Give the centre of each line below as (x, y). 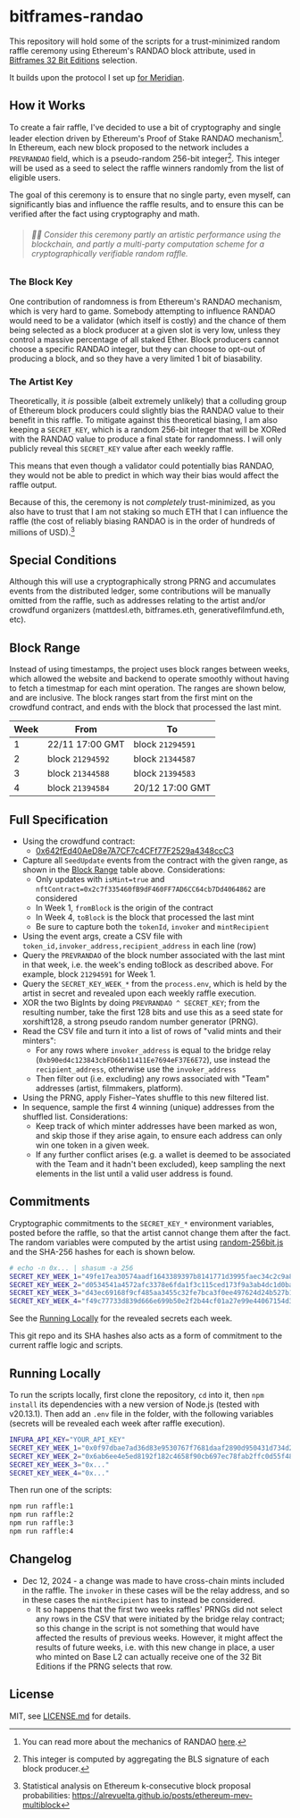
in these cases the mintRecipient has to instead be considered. (138, 1599)
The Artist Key (41, 382)
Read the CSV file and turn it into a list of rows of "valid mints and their (152, 1031)
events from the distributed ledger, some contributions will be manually (140, 591)
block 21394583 (165, 773)
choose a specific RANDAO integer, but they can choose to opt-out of (137, 349)
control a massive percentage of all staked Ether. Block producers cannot (144, 339)
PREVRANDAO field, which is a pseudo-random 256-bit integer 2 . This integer (145, 158)
